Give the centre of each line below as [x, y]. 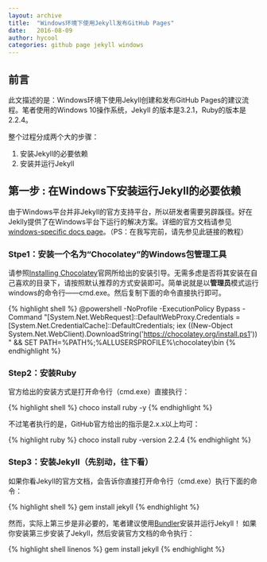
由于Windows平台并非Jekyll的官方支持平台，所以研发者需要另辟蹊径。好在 [130, 211]
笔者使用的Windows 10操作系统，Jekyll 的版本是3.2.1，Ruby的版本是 [134, 110]
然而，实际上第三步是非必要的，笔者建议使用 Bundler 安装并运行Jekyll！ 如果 [132, 523]
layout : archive [35, 16]
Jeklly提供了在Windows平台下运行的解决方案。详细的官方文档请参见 [120, 221]
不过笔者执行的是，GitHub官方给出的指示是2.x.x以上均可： [104, 424]
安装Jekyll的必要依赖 [54, 153]
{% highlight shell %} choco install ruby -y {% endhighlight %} [110, 408]
